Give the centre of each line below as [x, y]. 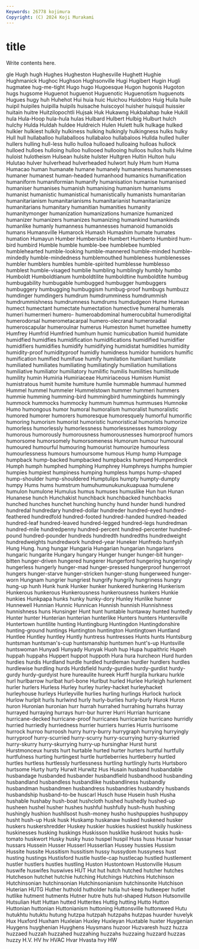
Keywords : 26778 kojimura [38, 12]
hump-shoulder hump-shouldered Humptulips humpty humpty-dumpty [93, 479]
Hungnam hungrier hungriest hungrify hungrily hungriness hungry [101, 580]
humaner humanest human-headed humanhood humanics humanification [96, 175]
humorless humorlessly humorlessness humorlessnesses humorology [92, 428]
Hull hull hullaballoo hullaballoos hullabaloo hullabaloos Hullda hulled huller [98, 138]
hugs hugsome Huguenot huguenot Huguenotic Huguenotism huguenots [95, 93]
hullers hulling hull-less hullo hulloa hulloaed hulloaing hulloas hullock [91, 144]
